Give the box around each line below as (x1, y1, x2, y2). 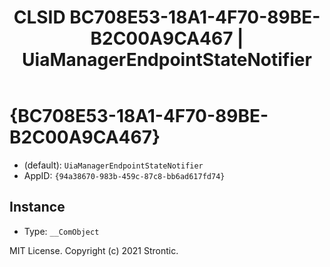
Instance (9, 199, 66, 216)
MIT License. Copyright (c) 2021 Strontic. (9, 244, 179, 256)
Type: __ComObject (23, 225, 100, 237)
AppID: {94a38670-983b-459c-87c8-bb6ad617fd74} (23, 169, 226, 181)
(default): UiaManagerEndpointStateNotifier (23, 159, 204, 171)
